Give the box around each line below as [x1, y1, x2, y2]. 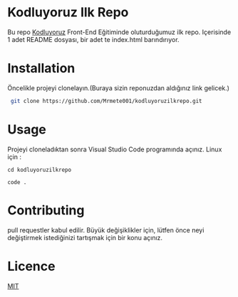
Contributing [7, 202, 85, 218]
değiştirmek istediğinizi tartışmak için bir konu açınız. [7, 233, 162, 242]
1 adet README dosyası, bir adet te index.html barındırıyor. [7, 35, 180, 43]
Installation [7, 60, 76, 77]
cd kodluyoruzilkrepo [7, 166, 72, 173]
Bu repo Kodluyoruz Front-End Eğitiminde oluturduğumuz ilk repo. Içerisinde [7, 28, 232, 36]
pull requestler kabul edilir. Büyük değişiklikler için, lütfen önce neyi [7, 225, 205, 234]
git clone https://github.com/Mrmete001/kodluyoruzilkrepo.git [10, 97, 202, 104]
